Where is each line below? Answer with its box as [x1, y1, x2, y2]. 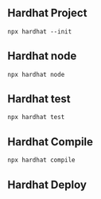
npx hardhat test [7, 113, 65, 121]
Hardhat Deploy [7, 177, 87, 191]
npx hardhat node [7, 70, 65, 78]
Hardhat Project [7, 6, 87, 20]
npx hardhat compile [7, 156, 76, 165]
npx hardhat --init [7, 27, 72, 35]
